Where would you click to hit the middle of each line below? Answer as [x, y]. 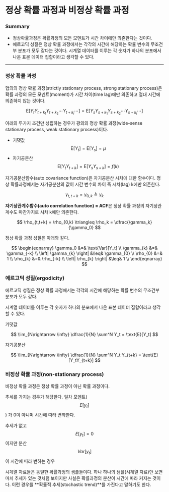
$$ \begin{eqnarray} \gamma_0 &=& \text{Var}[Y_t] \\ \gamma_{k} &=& [84, 248]
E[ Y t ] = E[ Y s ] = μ [88, 149]
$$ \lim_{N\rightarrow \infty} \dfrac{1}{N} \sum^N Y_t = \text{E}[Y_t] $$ [84, 334]
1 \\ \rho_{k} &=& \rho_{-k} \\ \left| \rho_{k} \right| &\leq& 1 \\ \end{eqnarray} [84, 259]
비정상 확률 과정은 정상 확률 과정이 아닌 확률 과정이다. [57, 386]
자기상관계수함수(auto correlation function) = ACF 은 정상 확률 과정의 [75, 206]
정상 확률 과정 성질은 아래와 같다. [37, 238]
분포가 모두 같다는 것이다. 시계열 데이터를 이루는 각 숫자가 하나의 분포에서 [90, 50]
